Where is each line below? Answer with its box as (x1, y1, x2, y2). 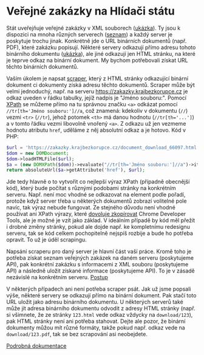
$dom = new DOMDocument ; (6, 150, 69, 156)
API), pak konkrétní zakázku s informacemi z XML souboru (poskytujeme (6, 261, 189, 268)
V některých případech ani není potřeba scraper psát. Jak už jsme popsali (6, 285, 191, 292)
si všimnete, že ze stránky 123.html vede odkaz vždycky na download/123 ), (6, 311, 193, 319)
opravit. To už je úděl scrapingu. (6, 236, 87, 243)
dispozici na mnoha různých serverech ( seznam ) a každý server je (6, 30, 173, 38)
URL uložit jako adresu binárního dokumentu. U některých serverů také (6, 299, 183, 306)
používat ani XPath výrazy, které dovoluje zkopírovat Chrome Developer (6, 211, 186, 218)
